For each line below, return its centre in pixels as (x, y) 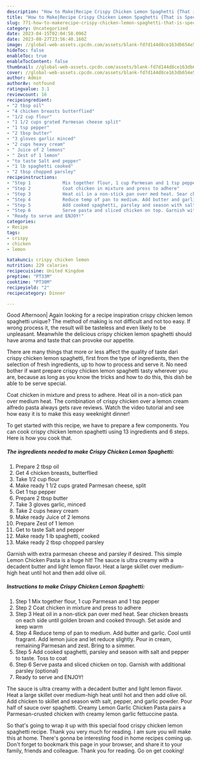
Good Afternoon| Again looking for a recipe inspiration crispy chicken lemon (100, 315)
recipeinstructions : (32, 178)
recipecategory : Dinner (36, 293)
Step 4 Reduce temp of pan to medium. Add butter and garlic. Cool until (103, 633)
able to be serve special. (37, 383)
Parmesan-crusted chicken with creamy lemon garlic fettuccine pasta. (93, 714)
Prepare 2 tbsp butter (42, 498)
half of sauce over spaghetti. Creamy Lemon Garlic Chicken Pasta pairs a (96, 708)
